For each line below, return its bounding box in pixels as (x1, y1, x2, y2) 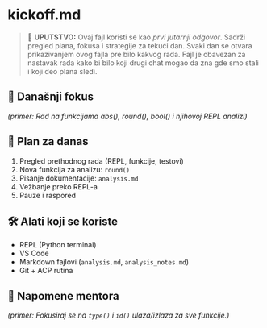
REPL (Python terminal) (19, 240, 97, 250)
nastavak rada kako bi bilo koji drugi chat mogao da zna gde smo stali (27, 58, 259, 68)
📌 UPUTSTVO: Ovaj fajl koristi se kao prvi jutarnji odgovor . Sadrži (27, 32, 246, 42)
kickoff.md (7, 6, 81, 24)
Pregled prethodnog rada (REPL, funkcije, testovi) (19, 156, 185, 166)
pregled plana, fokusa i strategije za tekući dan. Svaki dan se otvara (27, 40, 252, 50)
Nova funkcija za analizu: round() (19, 164, 131, 174)
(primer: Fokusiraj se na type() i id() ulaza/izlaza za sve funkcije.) (7, 310, 230, 320)
